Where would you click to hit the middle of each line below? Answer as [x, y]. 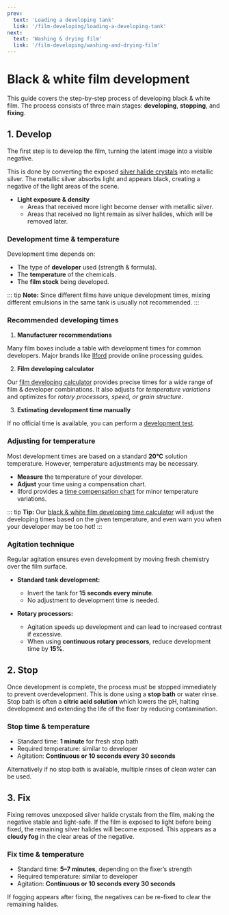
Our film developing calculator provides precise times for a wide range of [110, 382]
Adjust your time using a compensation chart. [82, 484]
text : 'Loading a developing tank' [64, 20]
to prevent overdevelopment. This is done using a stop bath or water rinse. [113, 694]
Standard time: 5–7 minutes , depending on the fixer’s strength [105, 869]
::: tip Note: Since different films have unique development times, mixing [109, 295]
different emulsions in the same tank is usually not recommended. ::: [103, 302]
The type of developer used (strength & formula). [87, 268]
